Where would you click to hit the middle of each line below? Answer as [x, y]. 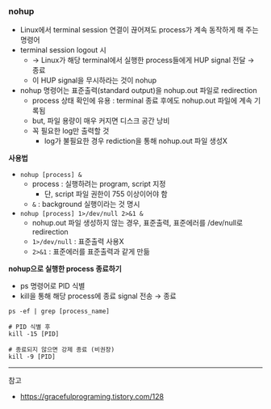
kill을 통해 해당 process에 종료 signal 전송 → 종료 [98, 296]
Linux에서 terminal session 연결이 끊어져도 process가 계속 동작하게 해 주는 [140, 30]
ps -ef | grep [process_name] [59, 312]
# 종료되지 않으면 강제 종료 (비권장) [62, 350]
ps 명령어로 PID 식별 [52, 286]
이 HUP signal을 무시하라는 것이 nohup [94, 80]
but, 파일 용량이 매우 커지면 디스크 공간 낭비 [101, 121]
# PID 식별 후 [29, 327]
